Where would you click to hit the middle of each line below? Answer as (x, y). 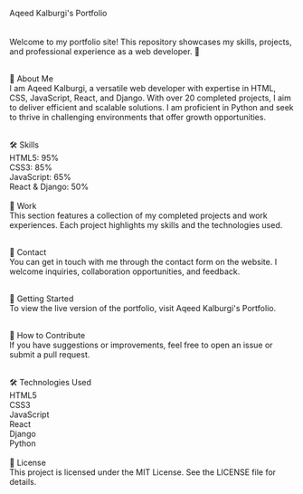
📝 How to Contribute (47, 335)
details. (23, 482)
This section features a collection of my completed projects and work (139, 215)
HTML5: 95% (34, 158)
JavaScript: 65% (40, 177)
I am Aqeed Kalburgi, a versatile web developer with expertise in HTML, (143, 88)
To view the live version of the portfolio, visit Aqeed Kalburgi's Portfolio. (143, 308)
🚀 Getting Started (42, 299)
